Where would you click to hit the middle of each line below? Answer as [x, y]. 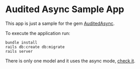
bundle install [21, 42]
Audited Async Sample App [65, 9]
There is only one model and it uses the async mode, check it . [71, 61]
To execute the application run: [38, 33]
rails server [19, 51]
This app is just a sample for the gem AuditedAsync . [60, 23]
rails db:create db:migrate [35, 47]
